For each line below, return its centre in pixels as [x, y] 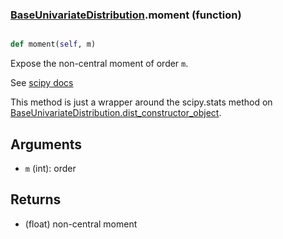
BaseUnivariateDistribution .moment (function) [126, 15]
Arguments [46, 144]
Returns [36, 199]
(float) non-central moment [81, 224]
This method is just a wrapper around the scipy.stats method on [141, 102]
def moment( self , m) [53, 44]
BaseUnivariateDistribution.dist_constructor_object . [116, 113]
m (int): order [50, 168]
